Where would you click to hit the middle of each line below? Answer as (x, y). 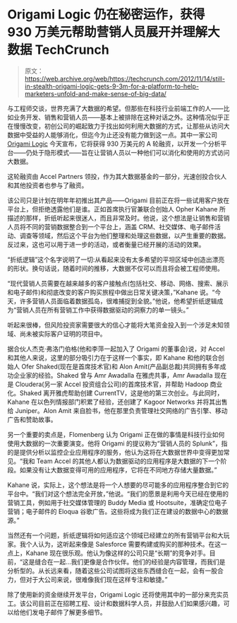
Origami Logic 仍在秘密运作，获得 (106, 14)
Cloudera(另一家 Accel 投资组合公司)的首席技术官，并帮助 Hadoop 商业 (119, 384)
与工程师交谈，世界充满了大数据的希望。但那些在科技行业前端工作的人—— (115, 108)
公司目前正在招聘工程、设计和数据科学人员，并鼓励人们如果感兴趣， (124, 603)
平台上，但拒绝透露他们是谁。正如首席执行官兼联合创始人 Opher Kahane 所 (116, 209)
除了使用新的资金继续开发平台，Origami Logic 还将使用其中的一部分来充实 (115, 594)
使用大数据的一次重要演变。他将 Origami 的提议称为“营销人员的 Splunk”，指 (117, 443)
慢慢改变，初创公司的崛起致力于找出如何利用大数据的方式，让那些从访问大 (121, 126)
